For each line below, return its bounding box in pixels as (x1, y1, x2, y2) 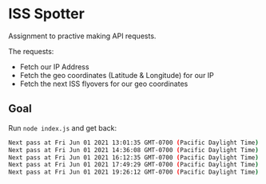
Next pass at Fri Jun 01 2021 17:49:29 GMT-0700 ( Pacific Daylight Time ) (8, 161, 260, 169)
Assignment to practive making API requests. (8, 31, 157, 41)
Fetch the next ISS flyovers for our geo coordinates (19, 79, 189, 88)
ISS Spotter (8, 5, 85, 23)
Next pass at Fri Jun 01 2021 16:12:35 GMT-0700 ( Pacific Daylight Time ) (8, 153, 260, 162)
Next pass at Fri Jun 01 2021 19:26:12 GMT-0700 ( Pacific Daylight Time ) (8, 168, 260, 176)
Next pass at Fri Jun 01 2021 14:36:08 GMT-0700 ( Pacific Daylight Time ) (8, 146, 260, 154)
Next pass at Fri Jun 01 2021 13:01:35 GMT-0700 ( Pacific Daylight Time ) (8, 139, 260, 147)
